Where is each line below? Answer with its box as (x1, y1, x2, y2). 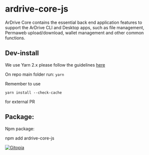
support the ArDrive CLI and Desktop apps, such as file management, (5, 24, 145, 30)
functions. (5, 35, 25, 41)
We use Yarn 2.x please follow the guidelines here (5, 62, 106, 68)
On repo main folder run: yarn (5, 71, 64, 77)
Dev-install (5, 49, 39, 57)
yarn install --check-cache (5, 90, 62, 95)
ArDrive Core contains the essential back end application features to (5, 19, 142, 25)
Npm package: (5, 125, 35, 132)
